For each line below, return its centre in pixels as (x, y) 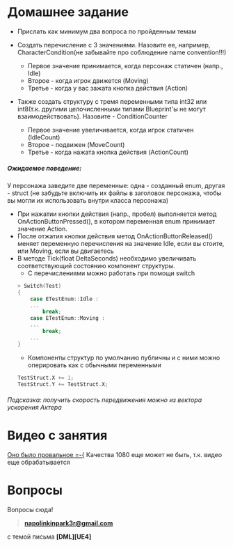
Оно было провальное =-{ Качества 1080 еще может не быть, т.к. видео (115, 454)
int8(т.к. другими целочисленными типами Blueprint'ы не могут (112, 109)
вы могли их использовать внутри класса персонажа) (88, 200)
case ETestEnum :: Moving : (68, 318)
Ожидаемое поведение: (45, 168)
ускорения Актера (35, 407)
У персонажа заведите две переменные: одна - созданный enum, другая (116, 185)
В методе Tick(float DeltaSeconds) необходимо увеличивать (107, 258)
